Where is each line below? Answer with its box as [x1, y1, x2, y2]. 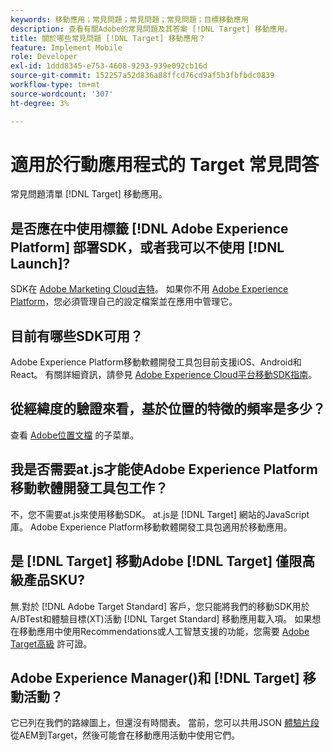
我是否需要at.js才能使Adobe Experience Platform [10, 461, 318, 478]
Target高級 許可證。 [10, 637, 93, 650]
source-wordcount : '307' [10, 89, 114, 99]
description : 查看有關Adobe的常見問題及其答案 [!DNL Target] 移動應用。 [10, 24, 293, 34]
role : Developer [10, 52, 78, 62]
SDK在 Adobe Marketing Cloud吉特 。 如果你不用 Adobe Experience [10, 283, 289, 295]
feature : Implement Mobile [10, 42, 123, 53]
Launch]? [10, 255, 71, 272]
